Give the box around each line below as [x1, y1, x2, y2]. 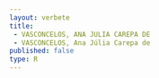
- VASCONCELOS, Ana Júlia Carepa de [13, 38, 151, 48]
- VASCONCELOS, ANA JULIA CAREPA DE [13, 30, 151, 39]
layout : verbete [9, 13, 70, 22]
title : [9, 22, 34, 30]
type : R [9, 55, 39, 64]
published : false [9, 47, 75, 56]
